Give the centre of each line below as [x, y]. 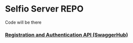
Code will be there [23, 22]
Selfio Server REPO [44, 9]
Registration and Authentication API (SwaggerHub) [66, 35]
